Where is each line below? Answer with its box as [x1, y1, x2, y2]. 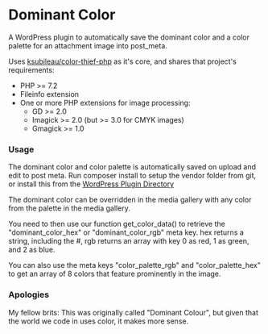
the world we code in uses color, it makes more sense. [8, 316, 189, 326]
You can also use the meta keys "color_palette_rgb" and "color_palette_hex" [8, 261, 262, 270]
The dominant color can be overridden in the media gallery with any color [8, 195, 252, 205]
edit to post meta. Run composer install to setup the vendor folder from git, [8, 171, 257, 181]
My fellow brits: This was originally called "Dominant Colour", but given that [8, 307, 259, 317]
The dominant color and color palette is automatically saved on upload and [8, 162, 256, 172]
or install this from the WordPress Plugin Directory [8, 179, 175, 189]
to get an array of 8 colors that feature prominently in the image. [8, 269, 221, 279]
